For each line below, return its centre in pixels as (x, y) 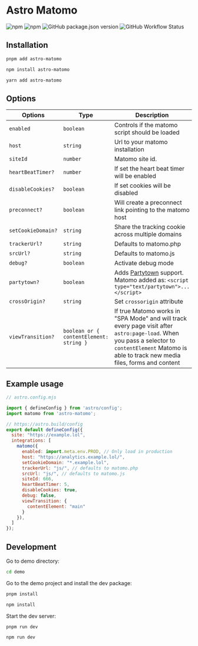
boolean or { (81, 331)
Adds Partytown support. (149, 273)
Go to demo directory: (33, 561)
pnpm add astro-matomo (34, 59)
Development (32, 547)
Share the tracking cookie (150, 227)
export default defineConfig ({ (44, 430)
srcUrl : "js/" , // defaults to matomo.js (73, 474)
